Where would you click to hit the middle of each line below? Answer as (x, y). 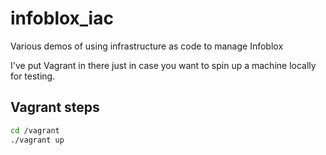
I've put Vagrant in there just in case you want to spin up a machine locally (163, 65)
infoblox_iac (62, 18)
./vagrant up (37, 140)
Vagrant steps (55, 107)
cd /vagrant (35, 130)
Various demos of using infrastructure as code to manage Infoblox (147, 46)
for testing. (33, 76)
